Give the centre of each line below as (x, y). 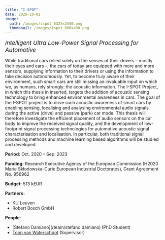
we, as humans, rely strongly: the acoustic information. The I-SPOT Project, (82, 87)
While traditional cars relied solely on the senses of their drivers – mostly (79, 61)
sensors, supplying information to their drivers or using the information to (79, 71)
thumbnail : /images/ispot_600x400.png (49, 28)
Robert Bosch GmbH (33, 208)
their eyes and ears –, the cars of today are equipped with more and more (80, 66)
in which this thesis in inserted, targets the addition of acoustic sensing (77, 92)
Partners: (15, 194)
